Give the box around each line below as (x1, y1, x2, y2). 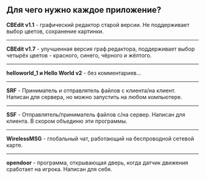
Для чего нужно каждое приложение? (6, 5, 162, 15)
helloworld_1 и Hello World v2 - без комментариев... (6, 69, 142, 76)
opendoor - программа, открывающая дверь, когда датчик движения (6, 159, 189, 166)
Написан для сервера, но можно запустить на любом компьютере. (6, 93, 182, 100)
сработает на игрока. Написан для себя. (6, 165, 112, 173)
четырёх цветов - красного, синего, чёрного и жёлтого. (6, 51, 152, 59)
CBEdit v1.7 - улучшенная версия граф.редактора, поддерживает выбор (6, 45, 195, 53)
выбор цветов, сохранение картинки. (6, 27, 104, 35)
